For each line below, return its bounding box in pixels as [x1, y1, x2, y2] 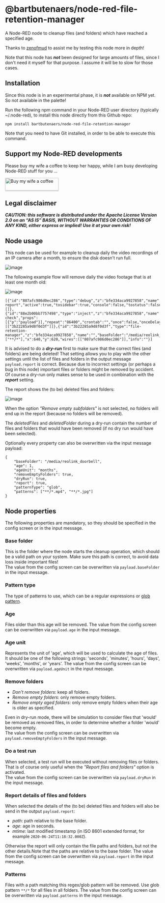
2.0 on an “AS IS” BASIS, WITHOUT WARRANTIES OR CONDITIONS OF [5, 217, 151, 223]
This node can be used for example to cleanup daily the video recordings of [5, 250, 159, 256]
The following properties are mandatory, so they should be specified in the [5, 520, 156, 526]
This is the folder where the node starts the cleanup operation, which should [5, 549, 160, 555]
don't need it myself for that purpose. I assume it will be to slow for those [5, 59, 153, 65]
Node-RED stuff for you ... [5, 168, 58, 174]
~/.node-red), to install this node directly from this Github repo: [5, 112, 133, 118]
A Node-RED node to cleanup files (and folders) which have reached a [5, 30, 148, 36]
